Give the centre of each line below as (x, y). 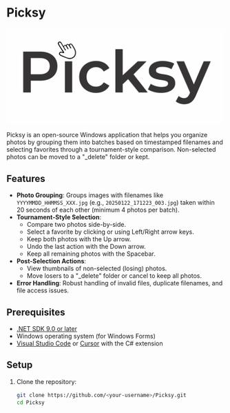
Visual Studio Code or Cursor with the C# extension (90, 343)
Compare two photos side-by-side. (76, 225)
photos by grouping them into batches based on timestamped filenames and (115, 142)
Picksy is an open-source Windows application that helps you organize (107, 135)
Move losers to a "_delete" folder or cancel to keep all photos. (114, 276)
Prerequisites (36, 312)
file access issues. (43, 290)
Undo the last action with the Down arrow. (86, 247)
